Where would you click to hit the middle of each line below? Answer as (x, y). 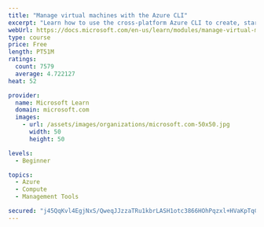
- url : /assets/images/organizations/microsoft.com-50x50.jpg (126, 125)
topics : (21, 175)
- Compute (31, 189)
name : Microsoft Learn (52, 103)
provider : (24, 95)
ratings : (22, 60)
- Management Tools (47, 197)
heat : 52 (22, 81)
